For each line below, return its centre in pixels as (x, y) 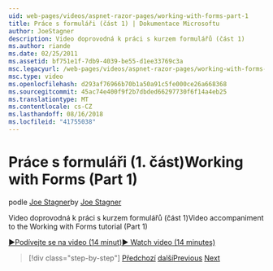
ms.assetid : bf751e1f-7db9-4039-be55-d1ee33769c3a (96, 62)
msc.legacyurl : (34, 69)
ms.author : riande (39, 46)
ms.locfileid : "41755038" (52, 122)
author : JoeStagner (41, 31)
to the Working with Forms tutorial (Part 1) (78, 226)
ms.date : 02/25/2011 (43, 54)
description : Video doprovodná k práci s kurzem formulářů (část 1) (127, 39)
